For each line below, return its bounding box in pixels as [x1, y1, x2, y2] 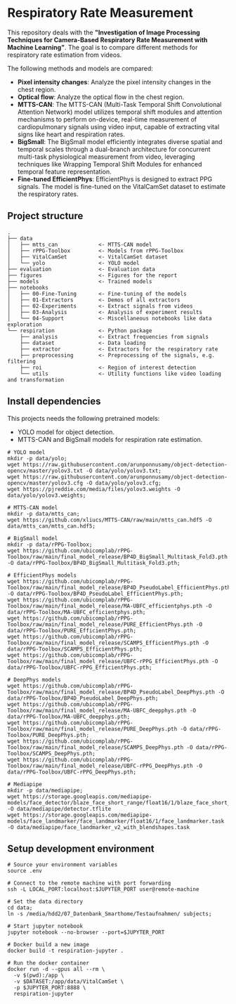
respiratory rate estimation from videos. [7, 51, 122, 59]
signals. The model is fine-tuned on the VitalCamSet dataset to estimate [17, 182, 226, 190]
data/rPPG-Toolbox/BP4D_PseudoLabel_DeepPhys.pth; [7, 694, 159, 702]
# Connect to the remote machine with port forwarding [7, 880, 171, 887]
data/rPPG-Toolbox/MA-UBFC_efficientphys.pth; [7, 608, 146, 615]
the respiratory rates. [17, 190, 79, 198]
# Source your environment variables [7, 861, 118, 868]
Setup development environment [7, 842, 155, 854]
